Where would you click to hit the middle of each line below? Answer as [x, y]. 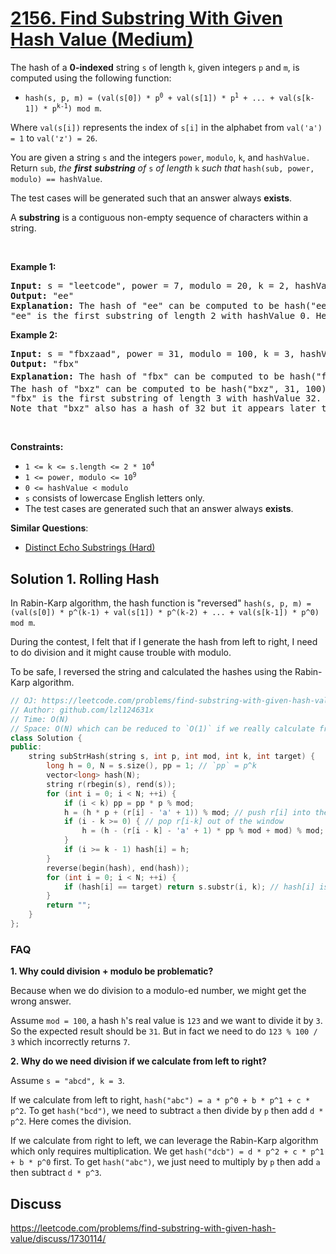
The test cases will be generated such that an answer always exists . [151, 198]
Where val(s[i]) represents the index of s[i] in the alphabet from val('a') [166, 127]
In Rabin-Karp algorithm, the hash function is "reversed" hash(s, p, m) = [161, 603]
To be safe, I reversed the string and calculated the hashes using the [151, 672]
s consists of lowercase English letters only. [114, 498]
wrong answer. [41, 1001]
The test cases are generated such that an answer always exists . [159, 509]
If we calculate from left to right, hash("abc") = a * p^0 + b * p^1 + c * [160, 1100]
